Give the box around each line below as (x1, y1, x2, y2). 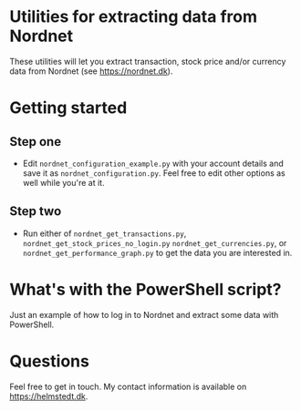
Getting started (9, 98, 128, 118)
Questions (9, 351, 89, 371)
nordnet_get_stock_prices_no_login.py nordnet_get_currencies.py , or (22, 237, 287, 248)
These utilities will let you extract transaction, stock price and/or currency (9, 56, 286, 67)
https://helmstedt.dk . (9, 390, 88, 402)
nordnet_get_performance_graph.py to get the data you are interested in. (22, 247, 293, 258)
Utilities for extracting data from (9, 6, 258, 27)
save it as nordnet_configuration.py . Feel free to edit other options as (22, 167, 285, 179)
